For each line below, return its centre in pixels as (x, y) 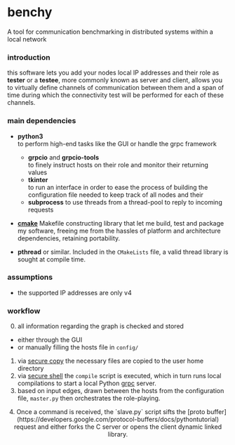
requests (41, 209)
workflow (24, 311)
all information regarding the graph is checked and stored (101, 326)
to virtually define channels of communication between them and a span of (116, 88)
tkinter (38, 179)
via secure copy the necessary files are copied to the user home (110, 361)
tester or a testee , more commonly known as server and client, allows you (115, 80)
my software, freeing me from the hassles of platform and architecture (119, 231)
